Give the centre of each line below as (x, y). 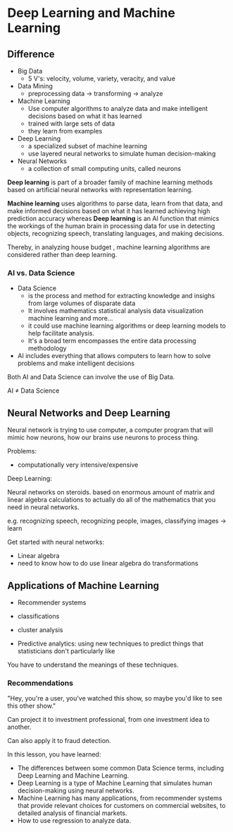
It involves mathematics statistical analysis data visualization (116, 311)
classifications (38, 616)
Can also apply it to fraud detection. (59, 741)
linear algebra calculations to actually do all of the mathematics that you (112, 500)
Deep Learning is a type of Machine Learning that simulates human (115, 783)
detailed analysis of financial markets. (73, 813)
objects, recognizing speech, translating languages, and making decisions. (115, 233)
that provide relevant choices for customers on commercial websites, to (121, 806)
